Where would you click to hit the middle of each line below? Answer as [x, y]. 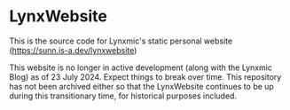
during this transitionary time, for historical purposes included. [123, 96]
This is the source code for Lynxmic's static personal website [121, 41]
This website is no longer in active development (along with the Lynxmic [141, 67]
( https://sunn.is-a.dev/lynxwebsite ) [73, 50]
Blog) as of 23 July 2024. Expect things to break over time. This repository [145, 76]
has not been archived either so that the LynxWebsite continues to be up [142, 86]
